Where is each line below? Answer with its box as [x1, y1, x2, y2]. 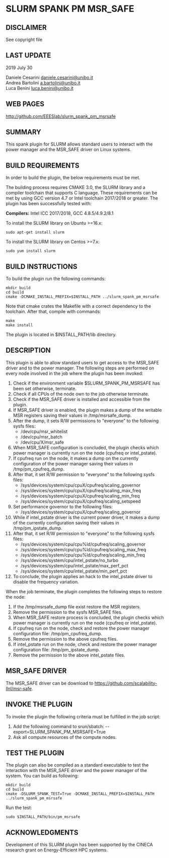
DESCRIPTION [6, 346, 51, 355]
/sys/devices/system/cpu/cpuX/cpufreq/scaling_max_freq [20, 487, 141, 493]
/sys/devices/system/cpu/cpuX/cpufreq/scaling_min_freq [20, 493, 140, 499]
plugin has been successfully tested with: [6, 201, 92, 207]
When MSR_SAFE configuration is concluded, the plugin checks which [13, 444, 159, 450]
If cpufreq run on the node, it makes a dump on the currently [13, 455, 139, 461]
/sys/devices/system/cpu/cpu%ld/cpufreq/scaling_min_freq [20, 552, 145, 558]
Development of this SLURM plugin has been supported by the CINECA [6, 842, 153, 848]
